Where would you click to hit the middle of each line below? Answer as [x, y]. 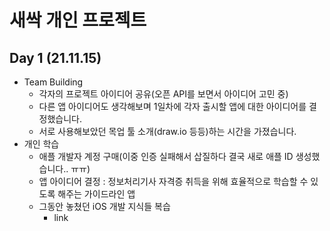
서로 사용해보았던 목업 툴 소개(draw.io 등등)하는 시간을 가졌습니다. [167, 131]
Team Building [53, 82]
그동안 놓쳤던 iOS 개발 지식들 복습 [104, 206]
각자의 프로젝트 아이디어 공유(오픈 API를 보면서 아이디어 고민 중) [163, 94]
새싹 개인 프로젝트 [78, 20]
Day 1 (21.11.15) [55, 57]
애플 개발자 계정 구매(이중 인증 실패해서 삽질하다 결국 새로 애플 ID [166, 156]
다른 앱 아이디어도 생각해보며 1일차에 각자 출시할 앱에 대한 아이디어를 [172, 106]
